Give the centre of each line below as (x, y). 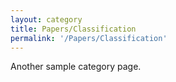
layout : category (46, 19)
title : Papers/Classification (73, 29)
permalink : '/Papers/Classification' (89, 38)
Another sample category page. (76, 67)
